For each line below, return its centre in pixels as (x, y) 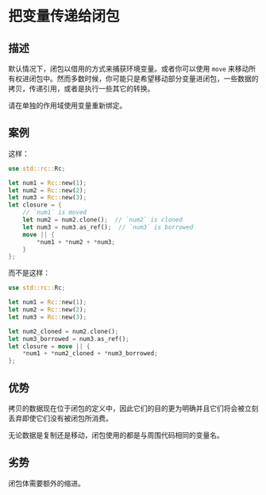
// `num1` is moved (55, 213)
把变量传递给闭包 (64, 16)
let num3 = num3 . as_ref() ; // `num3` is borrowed (108, 227)
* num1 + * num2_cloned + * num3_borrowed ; (90, 354)
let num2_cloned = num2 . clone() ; (64, 331)
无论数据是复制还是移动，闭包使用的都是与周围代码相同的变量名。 (116, 435)
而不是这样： (29, 273)
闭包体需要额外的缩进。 (46, 483)
